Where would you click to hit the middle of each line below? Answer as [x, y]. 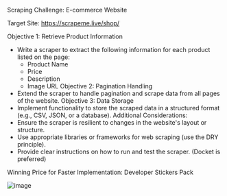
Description [44, 79]
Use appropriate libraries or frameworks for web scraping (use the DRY [118, 137]
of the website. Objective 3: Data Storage [75, 101]
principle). [31, 144]
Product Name [48, 64]
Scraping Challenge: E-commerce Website [67, 10]
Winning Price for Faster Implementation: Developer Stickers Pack [100, 172]
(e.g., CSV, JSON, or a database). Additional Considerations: [102, 115]
